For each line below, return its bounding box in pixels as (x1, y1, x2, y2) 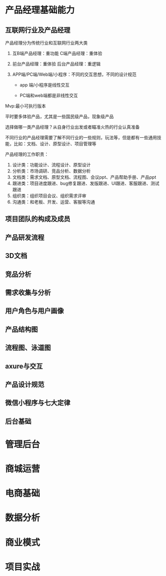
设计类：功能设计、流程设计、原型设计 (12, 162, 91, 167)
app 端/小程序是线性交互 (19, 82, 70, 88)
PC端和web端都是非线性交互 (19, 93, 78, 98)
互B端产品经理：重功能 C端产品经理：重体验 (12, 51, 103, 56)
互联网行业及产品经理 (5, 26, 70, 34)
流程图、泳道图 (5, 344, 51, 352)
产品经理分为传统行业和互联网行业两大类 (5, 40, 88, 46)
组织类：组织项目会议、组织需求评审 (12, 193, 87, 199)
